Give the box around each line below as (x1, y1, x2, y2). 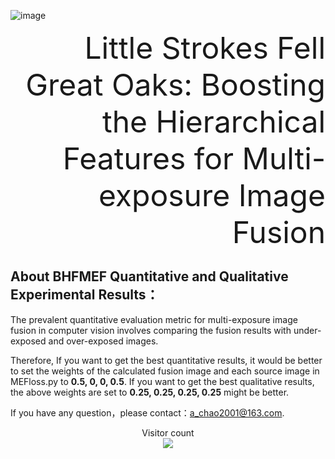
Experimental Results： (10, 286, 160, 304)
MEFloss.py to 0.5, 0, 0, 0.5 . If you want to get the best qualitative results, (10, 375, 315, 387)
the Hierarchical (101, 103, 326, 140)
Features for (62, 140, 235, 177)
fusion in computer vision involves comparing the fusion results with (10, 324, 292, 336)
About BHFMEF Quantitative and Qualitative (10, 268, 289, 285)
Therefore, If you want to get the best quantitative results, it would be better (10, 354, 323, 366)
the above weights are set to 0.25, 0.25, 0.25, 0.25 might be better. (10, 386, 290, 398)
